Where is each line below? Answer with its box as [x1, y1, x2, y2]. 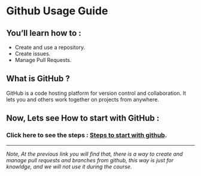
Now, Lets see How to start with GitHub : [6, 113, 160, 123]
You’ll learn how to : [6, 28, 82, 38]
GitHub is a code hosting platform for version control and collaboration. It [6, 89, 187, 97]
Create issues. [14, 50, 51, 57]
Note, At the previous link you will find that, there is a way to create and [6, 150, 183, 158]
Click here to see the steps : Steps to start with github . [6, 131, 167, 140]
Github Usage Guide [6, 4, 108, 18]
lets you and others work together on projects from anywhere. [6, 95, 160, 103]
